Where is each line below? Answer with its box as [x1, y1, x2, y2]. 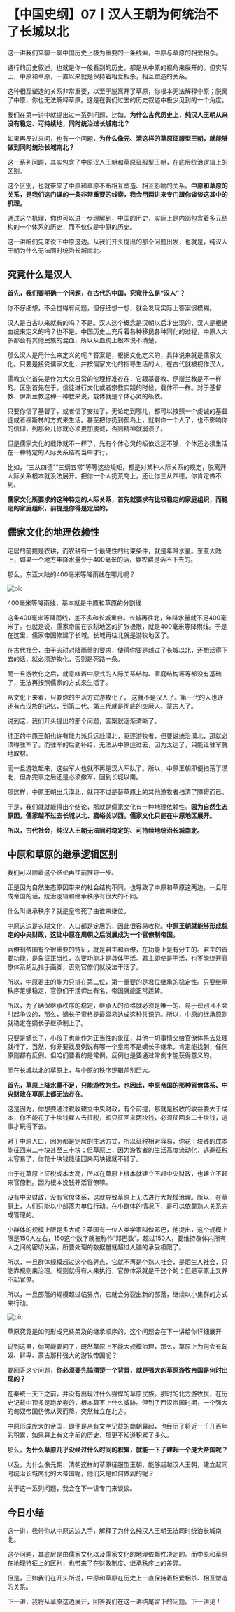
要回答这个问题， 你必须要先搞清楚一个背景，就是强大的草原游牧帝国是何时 [7, 1366, 222, 1375]
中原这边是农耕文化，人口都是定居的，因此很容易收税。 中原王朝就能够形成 [7, 922, 222, 930]
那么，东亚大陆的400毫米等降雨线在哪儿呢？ [7, 570, 136, 578]
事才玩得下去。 [7, 1122, 50, 1131]
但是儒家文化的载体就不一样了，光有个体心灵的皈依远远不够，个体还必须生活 [7, 439, 228, 447]
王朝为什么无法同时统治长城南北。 [7, 246, 106, 254]
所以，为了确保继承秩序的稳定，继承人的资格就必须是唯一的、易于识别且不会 [7, 1001, 228, 1010]
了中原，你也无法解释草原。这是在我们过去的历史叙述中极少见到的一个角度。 [7, 95, 228, 104]
